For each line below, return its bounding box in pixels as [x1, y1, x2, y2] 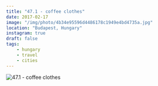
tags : [6, 42, 19, 47]
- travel [16, 52, 38, 58]
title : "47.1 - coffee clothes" [6, 8, 85, 15]
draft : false [6, 36, 38, 42]
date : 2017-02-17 [6, 14, 49, 20]
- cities [16, 57, 38, 63]
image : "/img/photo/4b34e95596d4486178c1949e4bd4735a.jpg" [6, 19, 153, 25]
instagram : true [6, 30, 46, 36]
